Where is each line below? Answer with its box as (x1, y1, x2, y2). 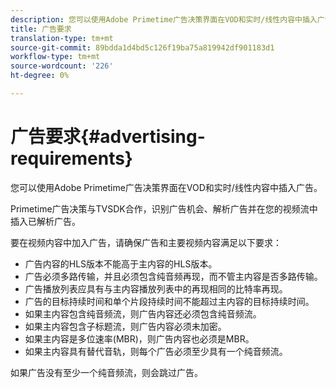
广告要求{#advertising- (10, 126, 206, 148)
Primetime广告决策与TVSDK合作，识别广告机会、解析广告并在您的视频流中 (10, 202, 318, 215)
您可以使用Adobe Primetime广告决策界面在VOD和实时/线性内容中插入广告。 (10, 181, 323, 193)
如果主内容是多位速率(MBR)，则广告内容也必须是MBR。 (24, 332, 255, 345)
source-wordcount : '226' (10, 61, 114, 71)
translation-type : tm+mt (10, 33, 114, 43)
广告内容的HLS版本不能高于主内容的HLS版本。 (24, 257, 218, 270)
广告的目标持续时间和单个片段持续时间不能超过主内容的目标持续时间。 (24, 295, 315, 307)
